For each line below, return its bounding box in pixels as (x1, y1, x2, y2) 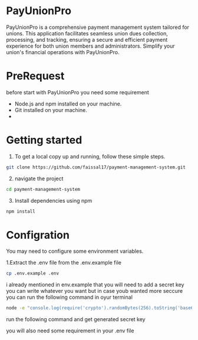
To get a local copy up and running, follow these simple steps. (14, 153, 166, 160)
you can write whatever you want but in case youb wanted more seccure (6, 288, 183, 295)
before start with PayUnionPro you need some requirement (6, 88, 149, 95)
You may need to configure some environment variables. (6, 247, 144, 255)
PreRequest (6, 70, 65, 83)
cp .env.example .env (6, 270, 60, 276)
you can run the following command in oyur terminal (6, 293, 133, 301)
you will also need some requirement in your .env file (6, 327, 134, 334)
